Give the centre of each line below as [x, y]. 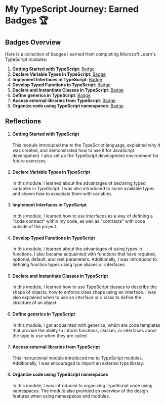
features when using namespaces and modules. [61, 396]
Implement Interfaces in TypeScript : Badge [57, 79]
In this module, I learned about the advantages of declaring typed [79, 183]
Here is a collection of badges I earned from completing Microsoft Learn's [81, 54]
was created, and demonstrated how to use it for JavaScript [73, 150]
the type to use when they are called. [50, 336]
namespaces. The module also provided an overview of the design [80, 391]
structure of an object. [35, 303]
